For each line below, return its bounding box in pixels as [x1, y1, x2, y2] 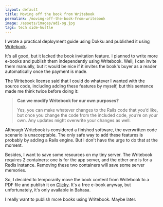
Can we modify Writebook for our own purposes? [17, 98, 119, 103]
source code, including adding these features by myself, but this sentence [5, 83, 154, 89]
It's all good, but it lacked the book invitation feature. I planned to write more [5, 53, 158, 59]
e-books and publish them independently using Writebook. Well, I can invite [5, 58, 157, 64]
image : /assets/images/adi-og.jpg [5, 20, 75, 26]
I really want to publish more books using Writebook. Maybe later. [5, 196, 137, 202]
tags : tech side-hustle [5, 25, 54, 30]
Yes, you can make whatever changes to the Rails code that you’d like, [17, 107, 158, 113]
